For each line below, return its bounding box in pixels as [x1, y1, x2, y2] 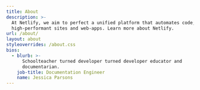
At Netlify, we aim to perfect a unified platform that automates [11, 20, 180, 25]
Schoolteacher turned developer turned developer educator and [21, 58, 183, 64]
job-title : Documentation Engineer [17, 69, 105, 75]
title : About [6, 8, 39, 15]
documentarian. [21, 63, 60, 70]
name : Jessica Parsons [17, 75, 73, 81]
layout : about [6, 36, 42, 42]
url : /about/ [6, 31, 39, 37]
